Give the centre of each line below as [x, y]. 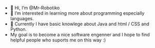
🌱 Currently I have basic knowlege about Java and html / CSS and [80, 24]
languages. [22, 18]
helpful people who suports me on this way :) [58, 40]
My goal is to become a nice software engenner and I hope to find [80, 35]
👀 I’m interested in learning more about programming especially [77, 13]
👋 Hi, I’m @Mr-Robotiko [35, 8]
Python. [18, 29]
